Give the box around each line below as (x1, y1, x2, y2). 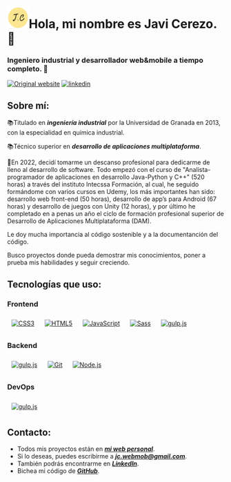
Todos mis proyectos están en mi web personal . (17, 445, 155, 453)
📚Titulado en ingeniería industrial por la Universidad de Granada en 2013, (7, 119, 221, 127)
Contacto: (7, 426, 52, 438)
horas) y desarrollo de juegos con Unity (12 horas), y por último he (7, 202, 196, 211)
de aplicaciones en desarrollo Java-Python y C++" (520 (46, 173, 205, 182)
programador (7, 173, 45, 182)
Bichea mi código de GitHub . (17, 467, 100, 475)
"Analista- (182, 166, 211, 174)
